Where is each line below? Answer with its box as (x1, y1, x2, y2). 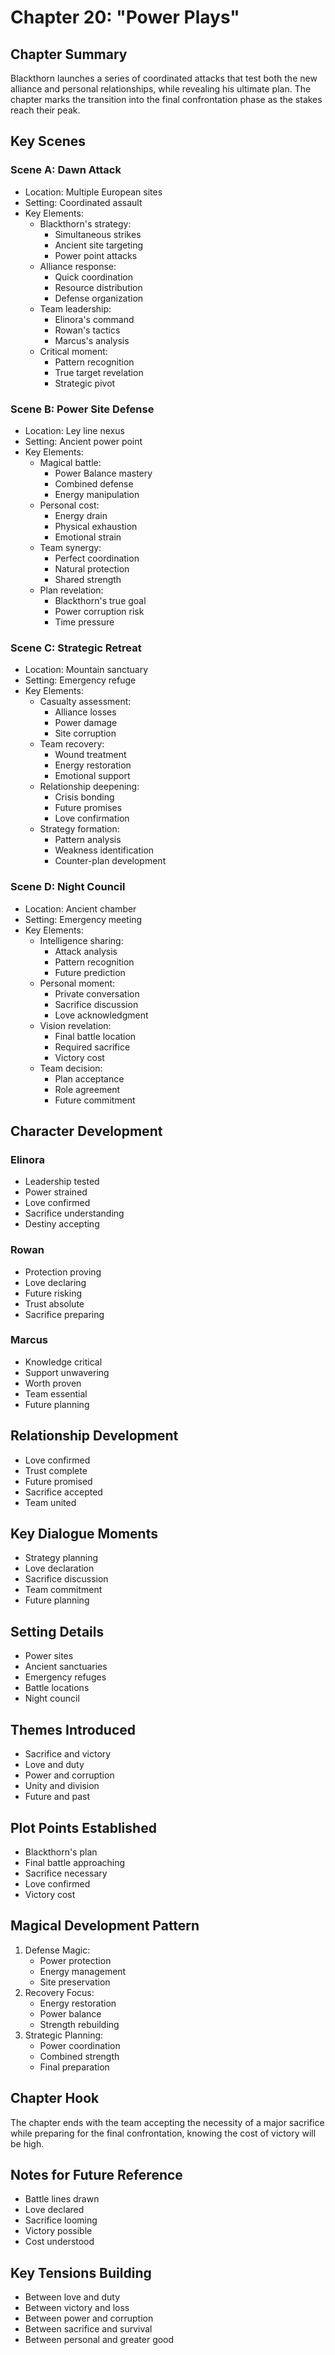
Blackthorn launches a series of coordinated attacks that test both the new (10, 72, 318, 84)
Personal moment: (39, 977, 116, 989)
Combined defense (54, 477, 134, 490)
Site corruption (54, 727, 117, 740)
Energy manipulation (54, 488, 140, 500)
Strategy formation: (39, 823, 120, 835)
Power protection (39, 1954, 112, 1966)
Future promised (24, 1475, 93, 1487)
